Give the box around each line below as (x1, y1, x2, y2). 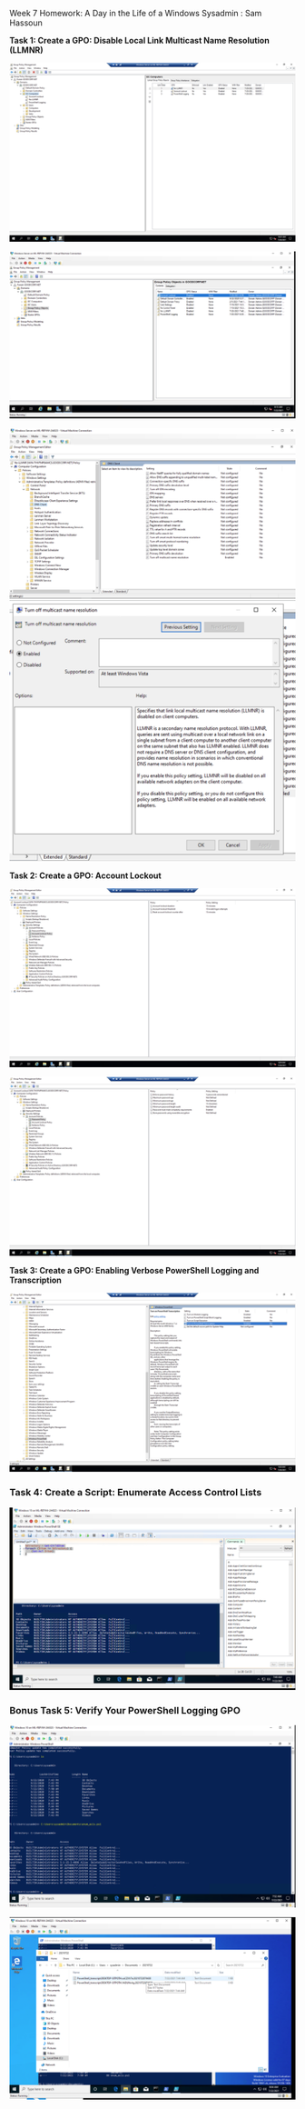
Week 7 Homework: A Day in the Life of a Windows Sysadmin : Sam (9, 8, 262, 18)
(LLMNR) (9, 45, 44, 55)
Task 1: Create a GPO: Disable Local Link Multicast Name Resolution (9, 35, 270, 45)
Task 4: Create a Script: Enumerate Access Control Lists (9, 1486, 262, 1499)
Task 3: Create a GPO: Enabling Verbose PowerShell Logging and (9, 1265, 260, 1276)
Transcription (9, 1274, 62, 1285)
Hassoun (9, 17, 43, 28)
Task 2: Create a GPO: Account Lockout (9, 870, 162, 881)
